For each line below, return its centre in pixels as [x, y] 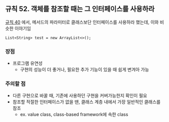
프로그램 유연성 [27, 63]
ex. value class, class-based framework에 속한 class [74, 114]
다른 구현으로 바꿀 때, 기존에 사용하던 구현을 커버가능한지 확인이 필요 [80, 96]
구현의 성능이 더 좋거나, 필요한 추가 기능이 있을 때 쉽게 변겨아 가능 [84, 70]
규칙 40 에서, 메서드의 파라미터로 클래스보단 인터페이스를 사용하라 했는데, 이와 [82, 22]
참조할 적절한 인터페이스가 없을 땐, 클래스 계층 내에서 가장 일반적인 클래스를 [87, 102]
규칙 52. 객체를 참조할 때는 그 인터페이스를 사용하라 [80, 9]
